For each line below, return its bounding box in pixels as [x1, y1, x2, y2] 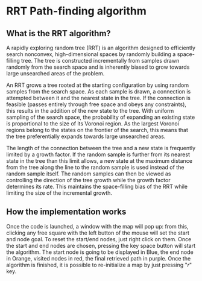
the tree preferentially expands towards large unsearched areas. [6, 133, 166, 140]
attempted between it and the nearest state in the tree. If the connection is [6, 95, 191, 101]
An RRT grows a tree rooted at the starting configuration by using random [6, 81, 189, 89]
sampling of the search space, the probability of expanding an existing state [6, 113, 195, 121]
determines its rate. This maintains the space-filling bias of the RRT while [6, 183, 188, 190]
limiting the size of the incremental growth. [6, 189, 113, 197]
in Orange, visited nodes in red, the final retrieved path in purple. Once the [6, 254, 191, 262]
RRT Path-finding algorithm [6, 4, 147, 18]
